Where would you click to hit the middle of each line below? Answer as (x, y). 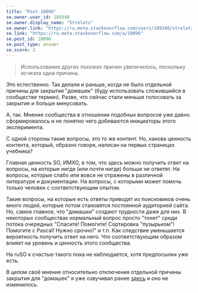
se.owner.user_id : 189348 (38, 17)
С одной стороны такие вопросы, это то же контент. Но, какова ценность (99, 139)
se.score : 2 (21, 50)
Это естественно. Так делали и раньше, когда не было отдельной (89, 84)
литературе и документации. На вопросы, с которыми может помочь (94, 181)
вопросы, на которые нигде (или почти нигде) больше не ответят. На (93, 169)
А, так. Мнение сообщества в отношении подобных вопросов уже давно (98, 114)
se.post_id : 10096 (29, 39)
